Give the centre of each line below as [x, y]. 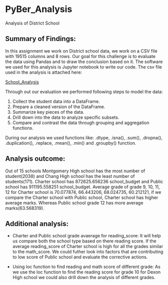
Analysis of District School [32, 23]
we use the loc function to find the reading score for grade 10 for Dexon [87, 272]
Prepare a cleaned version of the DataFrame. [59, 107]
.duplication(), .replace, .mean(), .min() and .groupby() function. [71, 143]
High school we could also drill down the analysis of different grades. [84, 277]
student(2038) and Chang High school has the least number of [70, 176]
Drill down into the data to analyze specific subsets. [66, 117]
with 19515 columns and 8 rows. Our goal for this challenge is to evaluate [80, 56]
